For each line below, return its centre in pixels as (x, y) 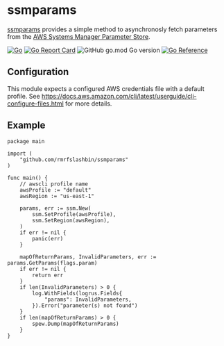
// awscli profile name (54, 184)
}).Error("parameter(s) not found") (85, 305)
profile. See (24, 96)
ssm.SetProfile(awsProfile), (74, 214)
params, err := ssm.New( (55, 208)
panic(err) (48, 238)
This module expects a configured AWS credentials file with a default (106, 88)
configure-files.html (35, 104)
